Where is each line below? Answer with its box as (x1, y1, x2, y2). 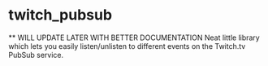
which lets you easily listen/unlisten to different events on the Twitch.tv (8, 41, 246, 51)
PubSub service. (8, 50, 64, 59)
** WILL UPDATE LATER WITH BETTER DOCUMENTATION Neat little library (8, 33, 260, 42)
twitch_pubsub (8, 6, 112, 24)
